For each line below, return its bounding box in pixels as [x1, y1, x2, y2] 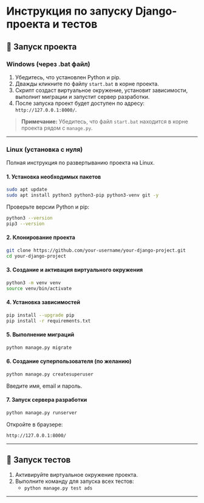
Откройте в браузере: [6, 421, 63, 428]
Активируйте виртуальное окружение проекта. [15, 471, 138, 478]
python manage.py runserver [6, 410, 78, 416]
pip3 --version [6, 221, 45, 227]
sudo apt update [6, 187, 47, 193]
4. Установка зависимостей [6, 299, 81, 306]
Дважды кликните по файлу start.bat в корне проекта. [15, 80, 159, 87]
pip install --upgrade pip [6, 312, 75, 318]
